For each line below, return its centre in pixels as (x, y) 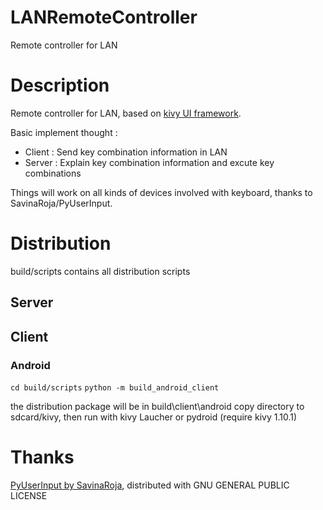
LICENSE (29, 495)
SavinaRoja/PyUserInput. (61, 203)
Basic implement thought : (64, 132)
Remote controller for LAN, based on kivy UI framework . (126, 113)
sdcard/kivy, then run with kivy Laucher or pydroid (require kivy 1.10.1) (154, 417)
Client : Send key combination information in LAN (126, 152)
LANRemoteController (104, 17)
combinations (53, 173)
